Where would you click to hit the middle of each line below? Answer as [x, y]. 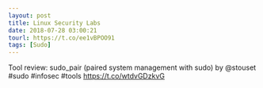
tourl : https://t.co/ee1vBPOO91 [61, 38]
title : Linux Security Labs [55, 23]
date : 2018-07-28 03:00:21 [53, 30]
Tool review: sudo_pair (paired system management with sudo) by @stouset [132, 67]
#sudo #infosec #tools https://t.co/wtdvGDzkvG [86, 76]
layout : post [30, 15]
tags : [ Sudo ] [30, 45]
